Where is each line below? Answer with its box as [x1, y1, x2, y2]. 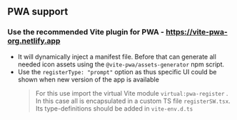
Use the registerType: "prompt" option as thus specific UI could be [17, 67, 217, 76]
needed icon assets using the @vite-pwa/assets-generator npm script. [17, 60, 225, 69]
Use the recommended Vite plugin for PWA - [7, 27, 165, 37]
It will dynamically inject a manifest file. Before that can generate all [17, 52, 216, 61]
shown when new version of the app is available [17, 75, 159, 84]
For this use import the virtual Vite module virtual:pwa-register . [35, 89, 228, 97]
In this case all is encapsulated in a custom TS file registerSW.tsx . [35, 96, 231, 105]
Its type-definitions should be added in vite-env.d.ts [35, 104, 193, 113]
